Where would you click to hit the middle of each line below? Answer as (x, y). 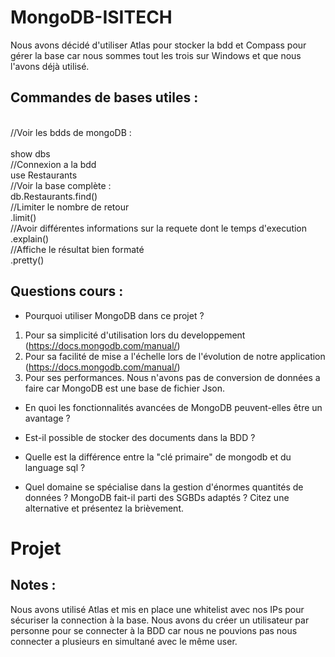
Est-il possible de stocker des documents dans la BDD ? (140, 437)
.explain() (30, 238)
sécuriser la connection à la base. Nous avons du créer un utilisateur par (160, 620)
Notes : (33, 585)
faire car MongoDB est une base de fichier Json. (124, 388)
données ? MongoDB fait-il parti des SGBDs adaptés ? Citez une (157, 497)
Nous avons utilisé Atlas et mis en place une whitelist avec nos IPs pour (157, 609)
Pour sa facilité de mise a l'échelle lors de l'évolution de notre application (175, 356)
